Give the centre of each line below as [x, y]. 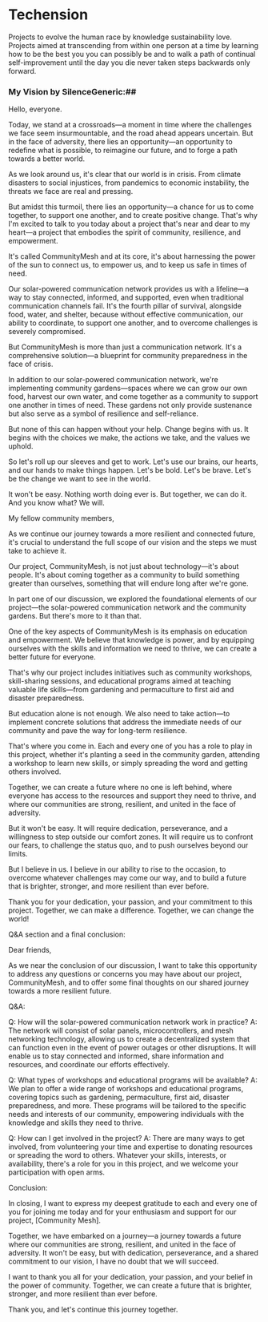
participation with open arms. [57, 1172]
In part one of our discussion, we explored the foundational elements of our [133, 599]
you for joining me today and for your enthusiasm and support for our [122, 1212]
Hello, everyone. [35, 109]
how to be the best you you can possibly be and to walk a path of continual [132, 54]
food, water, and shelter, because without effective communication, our [126, 315]
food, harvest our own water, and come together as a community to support [133, 397]
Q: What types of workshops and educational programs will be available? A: [133, 1080]
